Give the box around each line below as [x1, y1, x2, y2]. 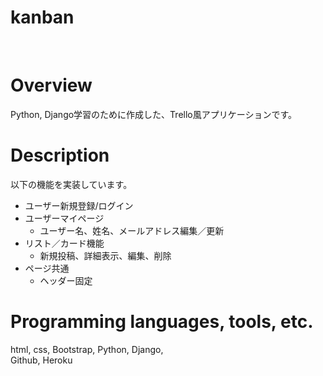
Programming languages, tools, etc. [10, 311, 314, 333]
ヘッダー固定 [39, 274, 93, 286]
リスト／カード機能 [24, 237, 105, 249]
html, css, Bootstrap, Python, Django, [10, 343, 164, 355]
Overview [10, 74, 93, 97]
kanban [10, 6, 75, 29]
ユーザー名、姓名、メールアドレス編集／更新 [39, 224, 225, 236]
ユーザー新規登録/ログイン [24, 199, 134, 211]
